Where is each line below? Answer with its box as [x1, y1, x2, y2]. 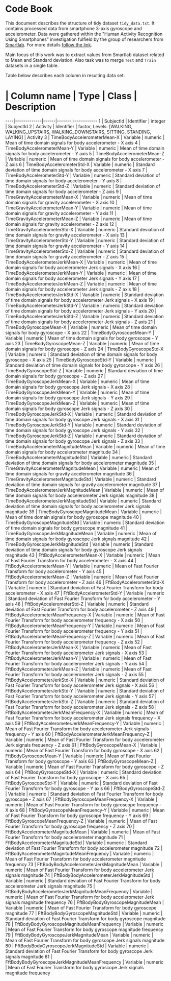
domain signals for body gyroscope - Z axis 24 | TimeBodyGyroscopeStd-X [5, 346, 164, 352]
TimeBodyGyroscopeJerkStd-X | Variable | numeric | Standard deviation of [5, 411, 162, 417]
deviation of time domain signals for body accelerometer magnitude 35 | [5, 460, 157, 466]
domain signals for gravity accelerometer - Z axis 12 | [5, 221, 117, 227]
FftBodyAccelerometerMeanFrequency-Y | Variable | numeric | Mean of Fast [5, 623, 165, 629]
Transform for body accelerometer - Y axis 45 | [5, 568, 104, 575]
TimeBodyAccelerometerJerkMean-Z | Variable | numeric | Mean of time [5, 280, 157, 286]
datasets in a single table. [5, 62, 59, 68]
